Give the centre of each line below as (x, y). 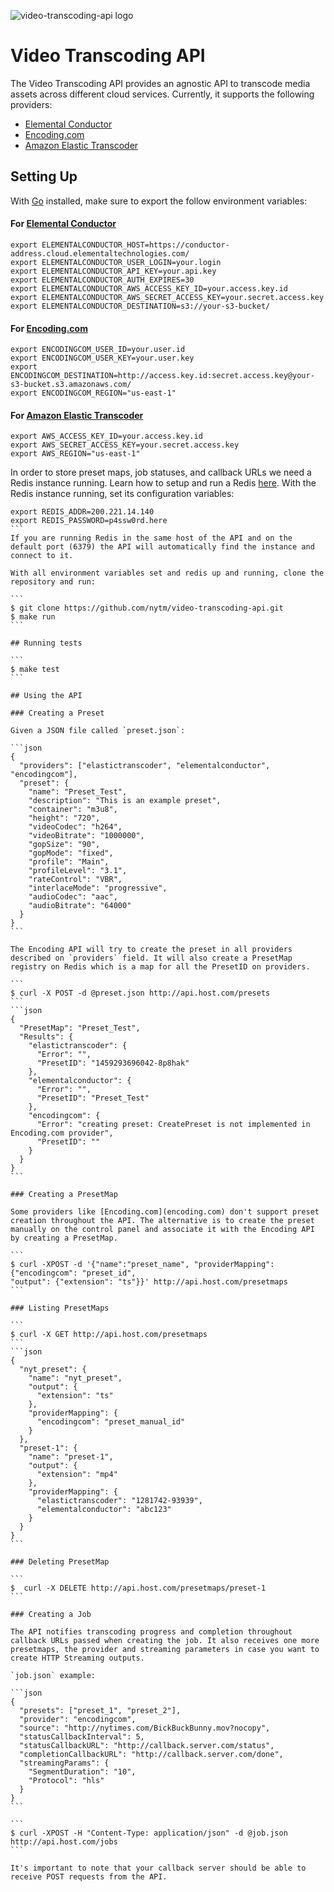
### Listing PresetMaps (60, 1308)
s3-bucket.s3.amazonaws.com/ (71, 385)
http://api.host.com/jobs (64, 1842)
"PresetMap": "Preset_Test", (80, 1028)
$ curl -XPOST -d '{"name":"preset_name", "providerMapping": (142, 1265)
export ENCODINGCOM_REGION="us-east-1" (93, 393)
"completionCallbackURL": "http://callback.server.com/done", (151, 1755)
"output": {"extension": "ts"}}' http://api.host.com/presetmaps (149, 1282)
